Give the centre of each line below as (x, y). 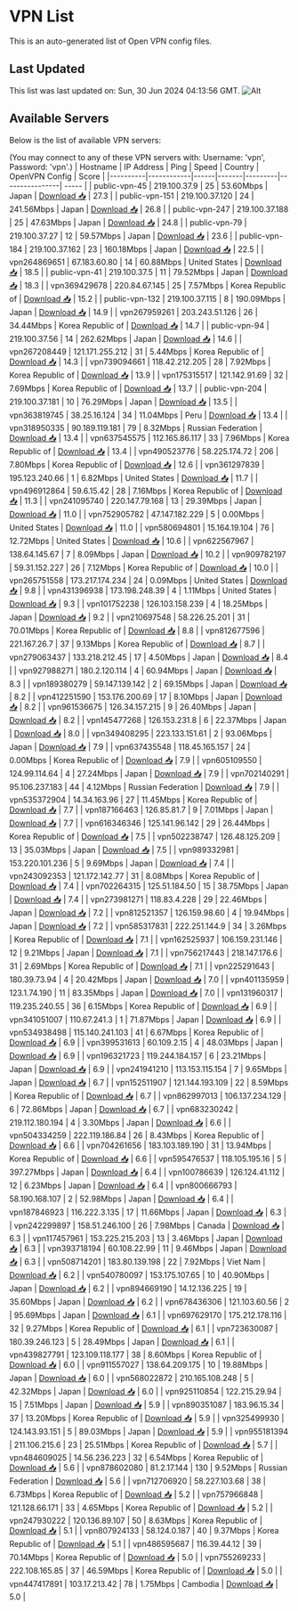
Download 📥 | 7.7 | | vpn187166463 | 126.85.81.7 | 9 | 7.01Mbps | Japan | (141, 810)
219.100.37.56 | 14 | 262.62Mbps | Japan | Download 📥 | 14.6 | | (126, 338)
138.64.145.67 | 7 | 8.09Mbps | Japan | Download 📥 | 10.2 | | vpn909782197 (148, 554)
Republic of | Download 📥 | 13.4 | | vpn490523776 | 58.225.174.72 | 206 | (144, 451)
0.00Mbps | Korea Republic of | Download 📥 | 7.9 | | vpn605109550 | (136, 760)
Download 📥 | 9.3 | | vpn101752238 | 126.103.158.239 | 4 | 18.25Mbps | (139, 604)
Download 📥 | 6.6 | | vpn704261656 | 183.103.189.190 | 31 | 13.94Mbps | (141, 1145)
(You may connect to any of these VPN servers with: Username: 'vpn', (137, 157)
